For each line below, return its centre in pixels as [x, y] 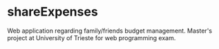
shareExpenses [53, 12]
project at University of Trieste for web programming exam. [92, 37]
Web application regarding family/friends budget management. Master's [110, 31]
